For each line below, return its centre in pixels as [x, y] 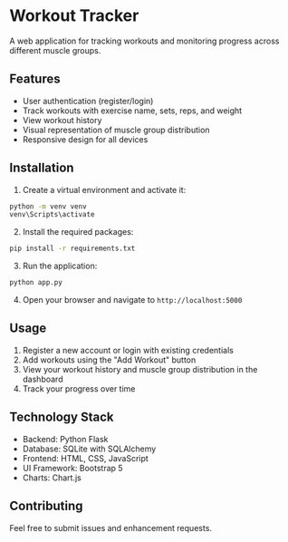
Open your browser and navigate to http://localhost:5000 [132, 300]
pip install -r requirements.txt [72, 249]
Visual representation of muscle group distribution [116, 130]
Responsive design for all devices [85, 139]
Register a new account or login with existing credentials [128, 350]
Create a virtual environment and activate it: [104, 189]
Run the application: [60, 266]
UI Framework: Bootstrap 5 [73, 468]
